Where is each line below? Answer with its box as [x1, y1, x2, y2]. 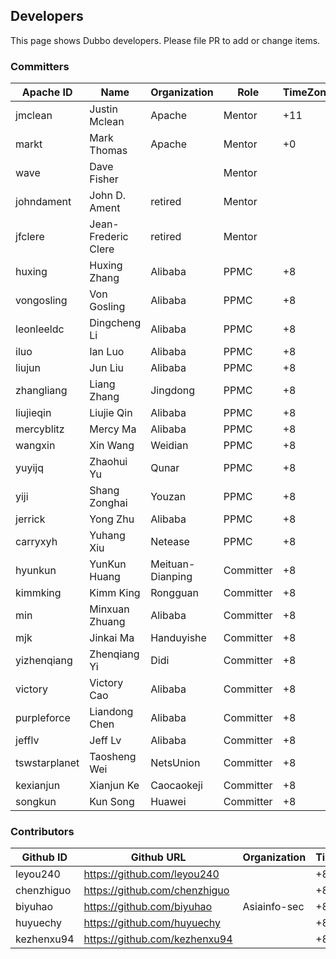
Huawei [150, 795, 187, 809]
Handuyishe [150, 631, 207, 645]
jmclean [15, 109, 53, 123]
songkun [15, 795, 57, 809]
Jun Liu [89, 361, 125, 375]
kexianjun [15, 779, 61, 793]
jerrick [15, 512, 46, 526]
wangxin [15, 439, 56, 453]
